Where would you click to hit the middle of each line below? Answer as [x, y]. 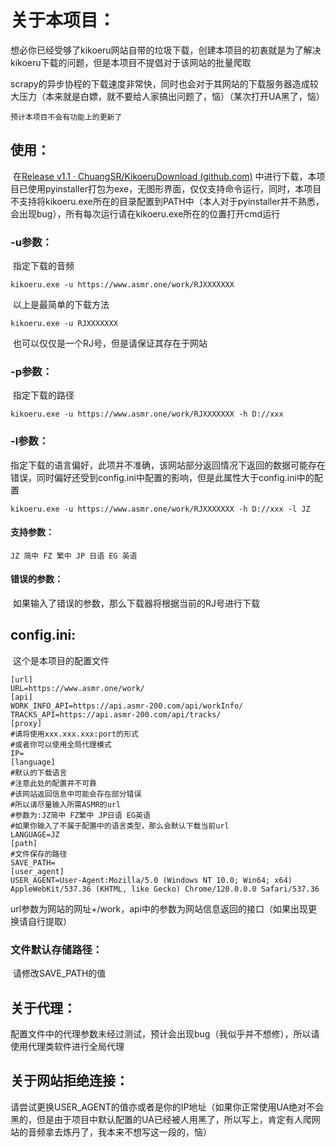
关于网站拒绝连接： [69, 1081]
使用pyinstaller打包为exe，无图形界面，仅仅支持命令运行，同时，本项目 [174, 188]
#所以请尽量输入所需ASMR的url [66, 804]
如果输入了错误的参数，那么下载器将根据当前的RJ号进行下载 [136, 603]
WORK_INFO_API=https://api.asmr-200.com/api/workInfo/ [127, 706]
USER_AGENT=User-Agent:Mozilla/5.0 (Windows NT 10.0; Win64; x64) [151, 880]
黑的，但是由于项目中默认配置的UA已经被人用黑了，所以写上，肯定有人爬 [161, 1119]
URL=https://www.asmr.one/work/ [77, 688]
